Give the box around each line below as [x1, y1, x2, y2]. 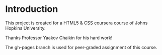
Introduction [5, 3, 58, 15]
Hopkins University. [5, 25, 46, 31]
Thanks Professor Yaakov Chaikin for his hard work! [5, 35, 113, 41]
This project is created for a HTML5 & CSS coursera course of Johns [5, 20, 148, 26]
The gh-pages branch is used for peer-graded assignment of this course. [5, 44, 157, 50]
